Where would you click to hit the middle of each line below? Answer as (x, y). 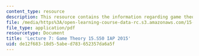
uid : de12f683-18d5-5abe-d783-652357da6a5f (61, 44)
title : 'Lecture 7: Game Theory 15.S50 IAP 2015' (69, 38)
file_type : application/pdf (41, 28)
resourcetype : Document (36, 33)
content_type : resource (36, 11)
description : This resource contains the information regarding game (94, 17)
